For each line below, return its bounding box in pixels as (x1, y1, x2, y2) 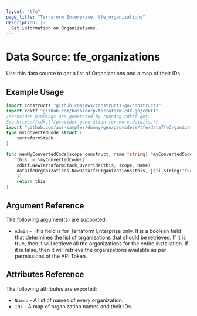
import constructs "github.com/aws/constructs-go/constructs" (6, 102, 161, 108)
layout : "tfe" (6, 8, 41, 15)
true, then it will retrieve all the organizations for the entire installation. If (14, 240, 189, 247)
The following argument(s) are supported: (6, 216, 107, 223)
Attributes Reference (6, 270, 84, 280)
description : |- (6, 19, 46, 25)
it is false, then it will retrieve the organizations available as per (14, 246, 167, 253)
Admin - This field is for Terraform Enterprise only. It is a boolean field (14, 227, 182, 234)
